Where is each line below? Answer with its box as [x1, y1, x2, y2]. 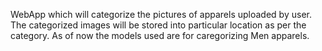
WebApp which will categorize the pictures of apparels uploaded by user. [10, 9, 312, 20]
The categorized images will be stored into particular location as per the [10, 19, 307, 31]
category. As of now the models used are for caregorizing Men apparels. [10, 30, 310, 41]
